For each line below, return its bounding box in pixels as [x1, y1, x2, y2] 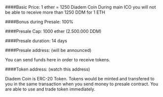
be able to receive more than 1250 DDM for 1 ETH [5, 9, 105, 15]
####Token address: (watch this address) [5, 66, 90, 72]
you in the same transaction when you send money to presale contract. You [5, 81, 159, 87]
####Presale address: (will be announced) [5, 48, 92, 53]
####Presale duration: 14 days [5, 38, 67, 44]
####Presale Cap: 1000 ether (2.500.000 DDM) [5, 28, 102, 34]
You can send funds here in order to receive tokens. [5, 57, 111, 63]
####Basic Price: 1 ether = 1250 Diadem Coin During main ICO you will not [5, 4, 156, 10]
